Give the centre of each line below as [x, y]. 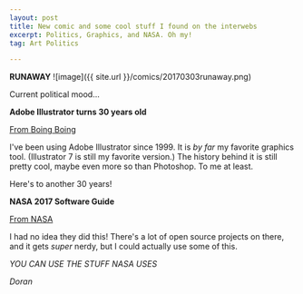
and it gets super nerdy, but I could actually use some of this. [123, 247]
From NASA [31, 220]
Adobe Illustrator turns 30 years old [78, 112]
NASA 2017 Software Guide [62, 201]
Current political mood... [54, 94]
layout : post [34, 18]
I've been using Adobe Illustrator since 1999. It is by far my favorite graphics [152, 147]
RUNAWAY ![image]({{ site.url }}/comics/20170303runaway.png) [131, 77]
